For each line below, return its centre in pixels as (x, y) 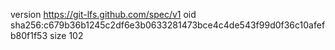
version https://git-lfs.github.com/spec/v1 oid (103, 14)
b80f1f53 (29, 35)
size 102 (66, 35)
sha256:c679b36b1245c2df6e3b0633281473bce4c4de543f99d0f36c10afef (168, 25)
